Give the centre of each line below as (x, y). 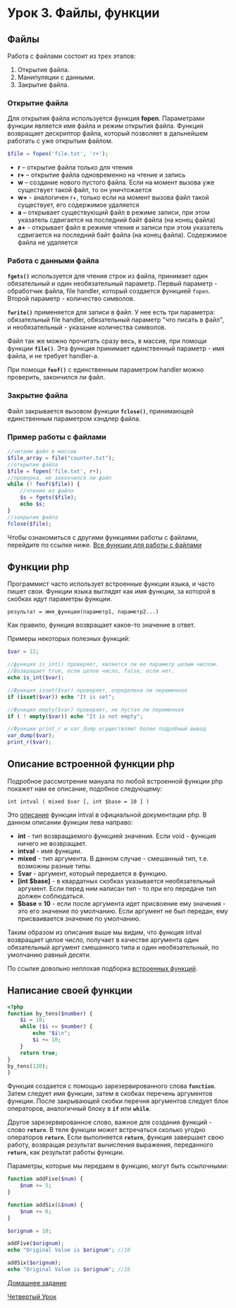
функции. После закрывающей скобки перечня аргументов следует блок (118, 1101)
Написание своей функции (70, 991)
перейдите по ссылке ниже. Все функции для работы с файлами (105, 545)
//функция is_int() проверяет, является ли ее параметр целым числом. (113, 665)
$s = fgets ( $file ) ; (49, 497)
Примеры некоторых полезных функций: (69, 639)
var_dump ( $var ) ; (31, 736)
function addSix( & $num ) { (45, 1205)
